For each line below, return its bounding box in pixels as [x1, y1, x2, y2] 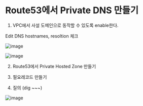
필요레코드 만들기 [12, 74, 47, 80]
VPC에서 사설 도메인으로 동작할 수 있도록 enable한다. [12, 22, 119, 28]
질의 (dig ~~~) [12, 84, 42, 91]
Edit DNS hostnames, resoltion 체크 [5, 33, 79, 39]
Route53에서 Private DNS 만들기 [5, 5, 139, 16]
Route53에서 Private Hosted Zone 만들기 [12, 63, 96, 69]
